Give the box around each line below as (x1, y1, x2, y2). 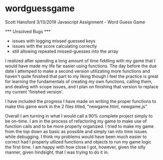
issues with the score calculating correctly (12, 43, 97, 49)
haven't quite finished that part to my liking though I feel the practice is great (5, 73, 159, 79)
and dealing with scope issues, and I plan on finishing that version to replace (5, 83, 159, 89)
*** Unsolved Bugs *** (5, 28, 51, 34)
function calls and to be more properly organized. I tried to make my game (5, 123, 154, 129)
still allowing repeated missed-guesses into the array (12, 48, 118, 54)
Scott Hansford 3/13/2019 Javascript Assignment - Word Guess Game (5, 19, 145, 25)
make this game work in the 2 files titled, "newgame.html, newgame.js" (5, 103, 147, 109)
